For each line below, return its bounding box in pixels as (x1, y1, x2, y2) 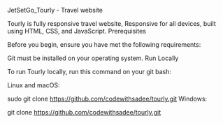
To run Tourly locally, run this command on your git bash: (7, 68, 171, 75)
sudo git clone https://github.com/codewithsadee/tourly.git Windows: (7, 94, 208, 103)
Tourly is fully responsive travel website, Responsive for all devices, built (7, 20, 217, 27)
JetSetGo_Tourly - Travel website (7, 6, 103, 14)
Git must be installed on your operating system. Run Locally (7, 54, 179, 62)
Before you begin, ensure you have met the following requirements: (7, 41, 201, 48)
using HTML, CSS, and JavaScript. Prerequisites (7, 27, 147, 35)
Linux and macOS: (7, 81, 60, 89)
